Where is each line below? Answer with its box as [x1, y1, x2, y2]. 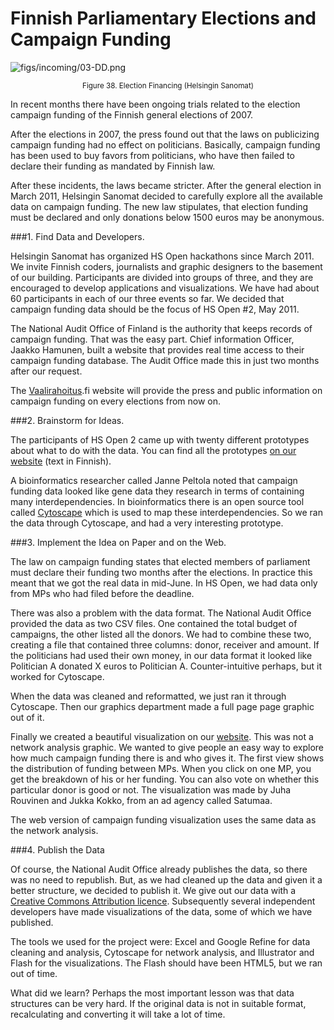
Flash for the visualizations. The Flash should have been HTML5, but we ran [10, 957, 323, 969]
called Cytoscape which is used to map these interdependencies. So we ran [10, 506, 323, 518]
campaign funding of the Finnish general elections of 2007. [10, 108, 254, 121]
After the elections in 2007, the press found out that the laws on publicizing [10, 128, 320, 140]
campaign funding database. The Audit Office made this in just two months [10, 354, 320, 366]
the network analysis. [10, 824, 99, 836]
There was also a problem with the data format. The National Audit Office [10, 607, 312, 619]
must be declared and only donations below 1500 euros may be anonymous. [10, 211, 325, 223]
